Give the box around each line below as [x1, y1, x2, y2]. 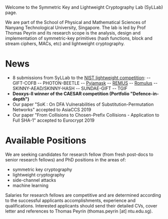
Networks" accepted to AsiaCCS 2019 [12, 106, 91, 112]
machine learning [12, 182, 49, 188]
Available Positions [5, 135, 87, 146]
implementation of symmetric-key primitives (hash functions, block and [5, 35, 153, 41]
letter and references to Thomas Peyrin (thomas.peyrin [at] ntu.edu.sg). [5, 208, 153, 214]
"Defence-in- [130, 90, 159, 97]
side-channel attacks [12, 177, 56, 183]
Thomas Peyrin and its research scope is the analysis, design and [5, 30, 141, 36]
